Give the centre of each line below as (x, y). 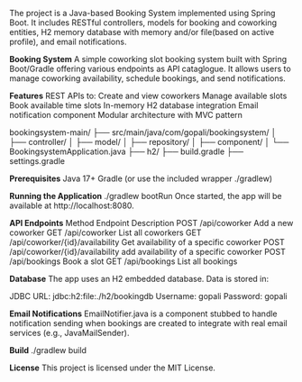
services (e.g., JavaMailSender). (69, 333)
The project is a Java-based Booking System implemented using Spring (142, 13)
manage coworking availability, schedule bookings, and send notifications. (147, 78)
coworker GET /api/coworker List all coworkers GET (105, 232)
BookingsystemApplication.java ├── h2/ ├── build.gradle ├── (127, 151)
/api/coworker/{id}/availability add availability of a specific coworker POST (148, 252)
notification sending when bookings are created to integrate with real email (148, 323)
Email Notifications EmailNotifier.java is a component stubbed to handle (143, 314)
